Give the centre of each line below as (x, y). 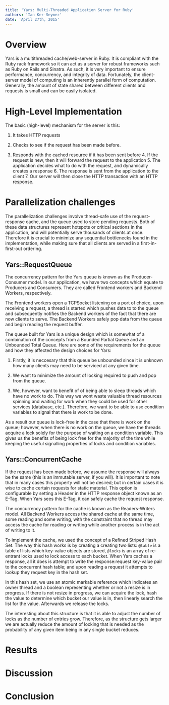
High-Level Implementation (64, 111)
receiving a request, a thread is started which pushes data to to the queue (82, 308)
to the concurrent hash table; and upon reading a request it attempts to (79, 567)
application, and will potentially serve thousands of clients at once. (74, 233)
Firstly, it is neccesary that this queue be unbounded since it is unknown (88, 360)
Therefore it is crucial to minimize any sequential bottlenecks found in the (81, 238)
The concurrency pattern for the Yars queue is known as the (68, 277)
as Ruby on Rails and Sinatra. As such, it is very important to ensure (75, 69)
